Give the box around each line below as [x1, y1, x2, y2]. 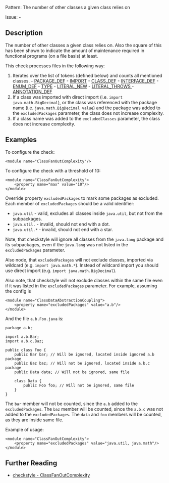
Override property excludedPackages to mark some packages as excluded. [5, 195, 159, 201]
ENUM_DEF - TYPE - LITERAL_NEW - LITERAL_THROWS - [12, 83, 134, 89]
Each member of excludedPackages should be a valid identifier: [5, 200, 135, 206]
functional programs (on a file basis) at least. [5, 53, 98, 59]
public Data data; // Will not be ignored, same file [14, 369, 130, 375]
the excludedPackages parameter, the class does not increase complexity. [12, 110, 164, 116]
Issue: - [5, 14, 21, 20]
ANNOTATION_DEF [12, 89, 52, 95]
